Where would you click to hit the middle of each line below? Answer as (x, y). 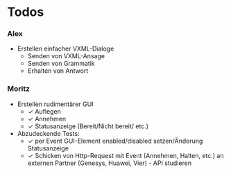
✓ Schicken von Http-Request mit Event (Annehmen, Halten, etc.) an (126, 155)
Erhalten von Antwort (58, 71)
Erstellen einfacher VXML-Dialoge (66, 49)
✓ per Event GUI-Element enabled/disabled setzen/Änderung (115, 141)
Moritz (18, 89)
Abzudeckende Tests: (48, 133)
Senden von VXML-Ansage (66, 56)
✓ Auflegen (44, 111)
